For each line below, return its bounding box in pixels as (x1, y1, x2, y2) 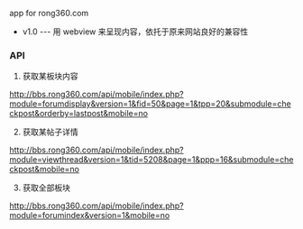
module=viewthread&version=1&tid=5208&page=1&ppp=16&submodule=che (9, 154, 294, 165)
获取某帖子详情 (22, 126, 78, 138)
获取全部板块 (22, 182, 70, 193)
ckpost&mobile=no (9, 164, 79, 175)
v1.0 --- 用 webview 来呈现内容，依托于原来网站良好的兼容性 (22, 26, 249, 37)
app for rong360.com (9, 8, 89, 18)
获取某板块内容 (22, 71, 78, 82)
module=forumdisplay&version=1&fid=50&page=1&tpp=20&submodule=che (9, 98, 291, 109)
